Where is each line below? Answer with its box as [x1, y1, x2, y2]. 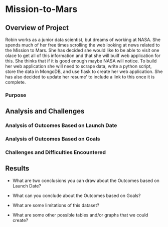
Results [5, 164, 30, 173]
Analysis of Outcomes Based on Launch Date [5, 122, 117, 129]
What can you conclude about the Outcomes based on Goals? [12, 192, 141, 198]
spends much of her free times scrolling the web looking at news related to [5, 42, 160, 48]
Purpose [5, 91, 27, 98]
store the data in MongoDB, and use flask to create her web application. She [5, 68, 163, 74]
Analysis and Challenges [5, 107, 85, 115]
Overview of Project [5, 23, 69, 32]
